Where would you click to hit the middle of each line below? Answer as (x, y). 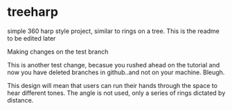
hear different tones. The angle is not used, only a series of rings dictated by (116, 93)
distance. (20, 100)
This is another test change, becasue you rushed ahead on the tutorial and (114, 65)
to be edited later (32, 38)
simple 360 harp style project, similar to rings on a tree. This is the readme (113, 31)
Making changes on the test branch (58, 52)
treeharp (33, 12)
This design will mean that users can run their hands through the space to (113, 85)
